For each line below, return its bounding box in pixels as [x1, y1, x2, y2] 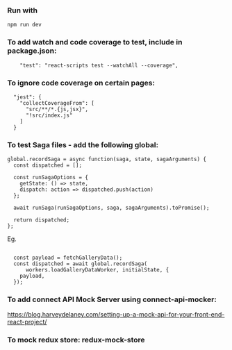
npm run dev [7, 22, 42, 28]
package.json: [7, 46, 57, 56]
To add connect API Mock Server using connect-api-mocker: [7, 294, 217, 304]
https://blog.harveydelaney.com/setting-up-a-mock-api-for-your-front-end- [7, 310, 225, 319]
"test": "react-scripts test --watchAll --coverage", [19, 62, 179, 69]
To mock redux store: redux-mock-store [7, 335, 145, 345]
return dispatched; [13, 217, 70, 224]
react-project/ [7, 318, 47, 326]
